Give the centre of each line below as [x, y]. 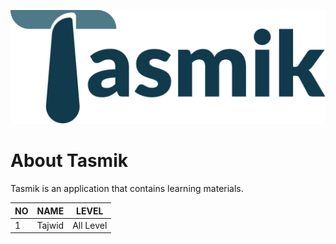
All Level [90, 225]
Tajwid [50, 225]
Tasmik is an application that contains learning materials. [127, 189]
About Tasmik [69, 161]
